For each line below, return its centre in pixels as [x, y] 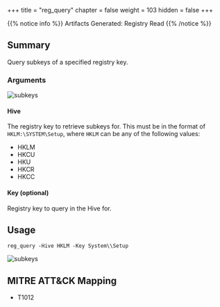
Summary [29, 45]
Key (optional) [28, 192]
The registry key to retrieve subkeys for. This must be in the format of [107, 126]
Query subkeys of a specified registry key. [68, 62]
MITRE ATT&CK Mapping [62, 281]
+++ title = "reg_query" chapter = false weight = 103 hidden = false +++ [110, 10]
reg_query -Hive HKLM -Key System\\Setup [68, 246]
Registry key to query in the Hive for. [59, 208]
